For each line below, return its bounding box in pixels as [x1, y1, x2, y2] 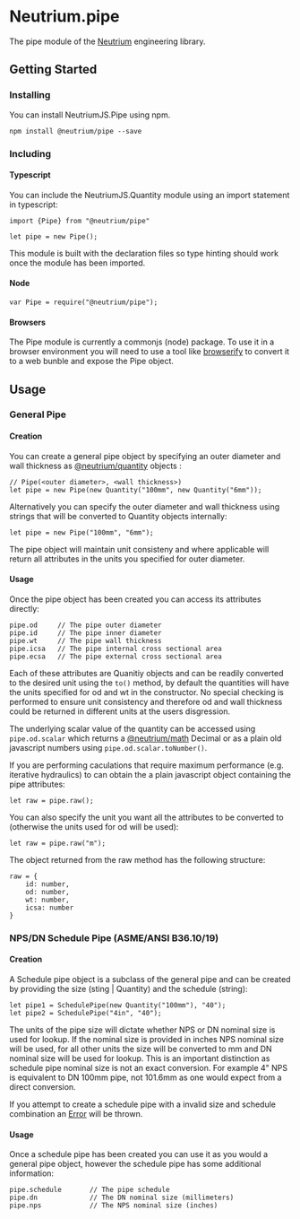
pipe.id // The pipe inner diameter [9, 628, 163, 638]
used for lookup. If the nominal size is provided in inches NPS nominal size [9, 1034, 285, 1044]
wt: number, [25, 895, 70, 904]
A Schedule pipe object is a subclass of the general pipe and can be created [9, 974, 291, 984]
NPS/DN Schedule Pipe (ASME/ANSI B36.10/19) [9, 931, 219, 944]
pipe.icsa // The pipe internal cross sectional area [9, 644, 222, 653]
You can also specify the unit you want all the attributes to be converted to [9, 812, 284, 823]
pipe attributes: [9, 779, 65, 789]
